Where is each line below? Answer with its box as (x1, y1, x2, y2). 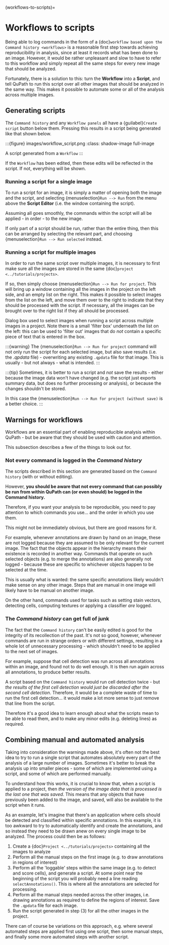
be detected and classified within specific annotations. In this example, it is (5, 817, 161, 823)
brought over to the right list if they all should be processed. (5, 308, 130, 314)
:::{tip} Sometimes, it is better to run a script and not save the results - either (5, 369, 164, 375)
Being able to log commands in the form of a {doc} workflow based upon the (5, 39, 162, 45)
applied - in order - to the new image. (5, 215, 83, 222)
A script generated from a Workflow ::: (5, 150, 83, 156)
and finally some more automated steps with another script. (5, 933, 129, 939)
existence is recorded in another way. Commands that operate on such (5, 551, 153, 557)
